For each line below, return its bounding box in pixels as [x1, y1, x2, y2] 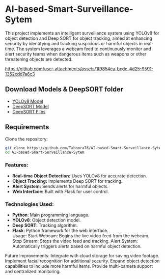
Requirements [5, 123, 49, 131]
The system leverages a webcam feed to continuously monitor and [16, 46, 151, 52]
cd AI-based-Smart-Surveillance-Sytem [5, 150, 84, 155]
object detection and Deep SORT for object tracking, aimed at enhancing [5, 35, 152, 41]
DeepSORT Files [12, 109, 46, 114]
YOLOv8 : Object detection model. [12, 217, 81, 223]
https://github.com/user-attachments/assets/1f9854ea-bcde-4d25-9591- [5, 65, 154, 72]
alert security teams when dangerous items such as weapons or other [5, 51, 147, 57]
